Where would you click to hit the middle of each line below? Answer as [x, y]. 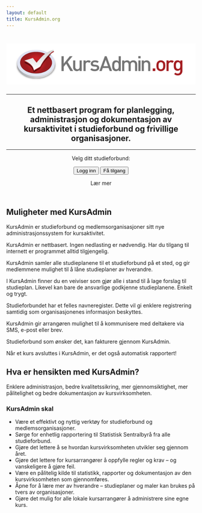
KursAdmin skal [30, 408]
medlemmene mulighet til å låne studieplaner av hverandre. [80, 269]
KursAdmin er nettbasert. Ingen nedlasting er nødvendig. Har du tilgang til [98, 244]
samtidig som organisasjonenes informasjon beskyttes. [75, 312]
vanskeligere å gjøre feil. [45, 466]
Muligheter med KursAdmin [59, 212]
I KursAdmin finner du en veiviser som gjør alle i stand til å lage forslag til [96, 281]
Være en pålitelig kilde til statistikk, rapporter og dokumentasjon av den [103, 473]
